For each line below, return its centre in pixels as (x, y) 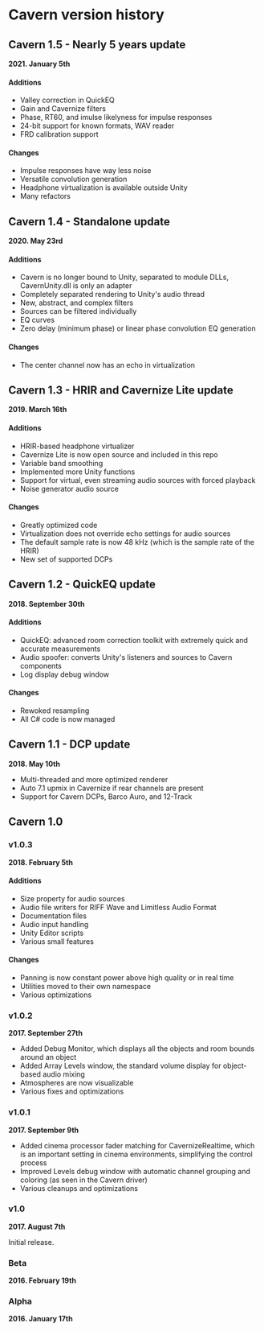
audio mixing (64, 1074)
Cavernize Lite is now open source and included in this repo (119, 454)
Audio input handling (54, 924)
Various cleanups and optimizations (79, 1188)
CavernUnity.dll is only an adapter (76, 286)
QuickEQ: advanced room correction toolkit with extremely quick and (134, 640)
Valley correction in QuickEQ (67, 100)
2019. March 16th (38, 410)
